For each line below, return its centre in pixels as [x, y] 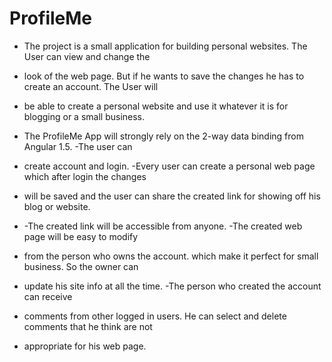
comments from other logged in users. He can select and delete [155, 316]
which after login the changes [85, 176]
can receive [48, 296]
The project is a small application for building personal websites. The [165, 46]
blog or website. [57, 206]
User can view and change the [87, 56]
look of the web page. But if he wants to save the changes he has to [164, 76]
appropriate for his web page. [85, 346]
